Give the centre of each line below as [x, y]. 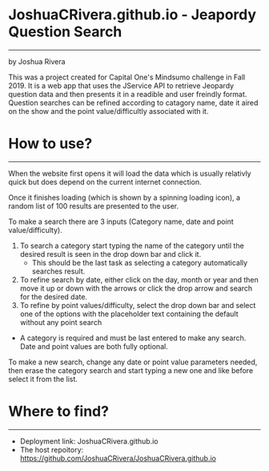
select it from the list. [43, 379]
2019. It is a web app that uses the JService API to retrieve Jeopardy [121, 85]
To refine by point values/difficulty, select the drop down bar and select [138, 305]
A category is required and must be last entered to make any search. [133, 338]
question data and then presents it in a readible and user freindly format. [128, 94]
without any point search [61, 322]
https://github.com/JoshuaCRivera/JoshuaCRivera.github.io [118, 458]
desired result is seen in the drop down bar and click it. [110, 254]
